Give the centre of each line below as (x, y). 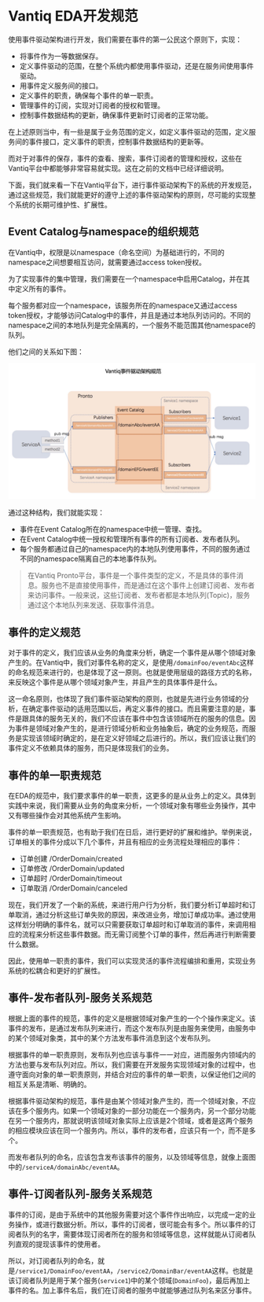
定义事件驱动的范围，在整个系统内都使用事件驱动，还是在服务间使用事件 (136, 66)
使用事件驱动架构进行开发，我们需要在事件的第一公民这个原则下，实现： (125, 39)
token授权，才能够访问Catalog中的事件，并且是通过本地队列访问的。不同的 (130, 315)
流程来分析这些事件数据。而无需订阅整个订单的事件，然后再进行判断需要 (139, 934)
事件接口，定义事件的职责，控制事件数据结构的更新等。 (118, 142)
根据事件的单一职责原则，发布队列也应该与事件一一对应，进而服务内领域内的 (132, 1054)
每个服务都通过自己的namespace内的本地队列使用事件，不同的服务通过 (135, 549)
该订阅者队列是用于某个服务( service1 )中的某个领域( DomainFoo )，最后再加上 (129, 1280)
